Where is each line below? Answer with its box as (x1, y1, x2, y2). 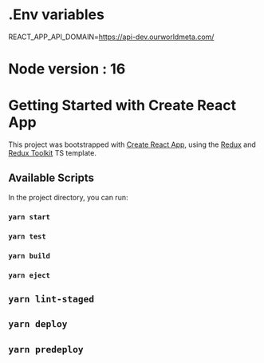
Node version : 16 (8, 60, 126, 78)
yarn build (8, 251, 50, 260)
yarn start (8, 212, 50, 221)
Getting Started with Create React (8, 97, 237, 115)
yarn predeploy (8, 343, 84, 355)
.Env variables (8, 6, 105, 24)
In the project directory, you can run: (8, 192, 128, 202)
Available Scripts (8, 172, 94, 185)
